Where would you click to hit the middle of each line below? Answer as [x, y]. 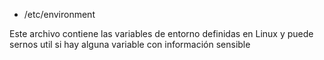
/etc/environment [59, 14]
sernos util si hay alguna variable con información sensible [130, 44]
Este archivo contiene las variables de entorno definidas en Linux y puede [161, 33]
